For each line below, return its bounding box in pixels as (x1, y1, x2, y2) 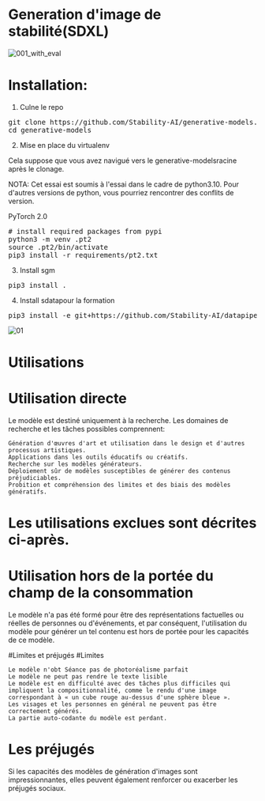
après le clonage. (8, 164, 65, 173)
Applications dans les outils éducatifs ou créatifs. (8, 453, 189, 461)
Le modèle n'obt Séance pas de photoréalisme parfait (8, 666, 189, 674)
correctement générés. (8, 708, 83, 716)
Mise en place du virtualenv (19, 140, 110, 149)
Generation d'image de (8, 6, 162, 24)
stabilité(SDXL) (8, 22, 110, 40)
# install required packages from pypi (8, 227, 162, 236)
